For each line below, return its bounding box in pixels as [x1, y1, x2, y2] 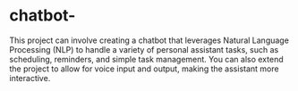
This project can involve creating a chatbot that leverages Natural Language [9, 35, 289, 45]
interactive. [9, 72, 51, 83]
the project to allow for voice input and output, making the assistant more [9, 63, 279, 74]
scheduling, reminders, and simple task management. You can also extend [9, 54, 284, 64]
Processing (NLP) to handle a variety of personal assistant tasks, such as [9, 44, 279, 54]
